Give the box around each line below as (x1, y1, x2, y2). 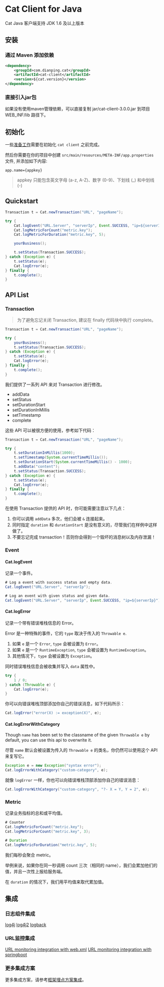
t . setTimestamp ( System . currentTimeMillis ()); (14, 455, 108, 460)
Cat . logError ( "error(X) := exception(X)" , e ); (5, 711, 102, 716)
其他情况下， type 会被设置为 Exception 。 (12, 653, 95, 659)
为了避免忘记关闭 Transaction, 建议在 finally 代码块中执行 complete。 (17, 317, 156, 323)
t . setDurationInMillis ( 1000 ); (14, 450, 76, 455)
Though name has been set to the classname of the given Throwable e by (5, 732, 150, 738)
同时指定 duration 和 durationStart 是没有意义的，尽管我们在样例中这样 (12, 522, 157, 528)
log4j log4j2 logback (5, 922, 46, 928)
